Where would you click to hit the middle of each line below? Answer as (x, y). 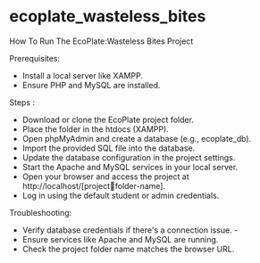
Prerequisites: (35, 58)
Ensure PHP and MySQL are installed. (91, 85)
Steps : (22, 102)
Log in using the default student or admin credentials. (121, 195)
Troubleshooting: (41, 212)
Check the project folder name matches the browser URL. (128, 249)
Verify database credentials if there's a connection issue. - (130, 230)
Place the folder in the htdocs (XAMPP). (96, 129)
